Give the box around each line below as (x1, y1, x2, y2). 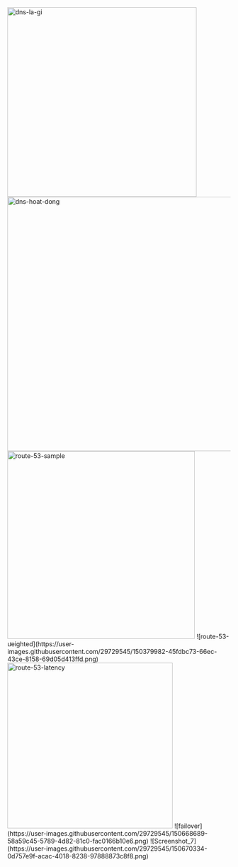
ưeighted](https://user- (7, 640, 74, 648)
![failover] (174, 822, 203, 830)
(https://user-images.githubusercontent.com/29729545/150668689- (7, 829, 208, 837)
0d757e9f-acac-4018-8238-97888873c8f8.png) (7, 852, 149, 860)
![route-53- (195, 632, 229, 640)
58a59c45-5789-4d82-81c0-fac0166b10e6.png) (7, 837, 149, 845)
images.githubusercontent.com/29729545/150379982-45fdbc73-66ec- (7, 648, 217, 655)
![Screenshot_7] (149, 837, 197, 845)
